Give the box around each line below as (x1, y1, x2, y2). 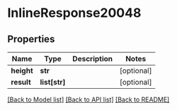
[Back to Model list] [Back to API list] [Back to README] (7, 95, 170, 104)
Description (72, 54, 113, 63)
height (11, 66, 33, 75)
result (11, 78, 32, 87)
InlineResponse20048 (7, 5, 142, 21)
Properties (7, 33, 55, 45)
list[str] (40, 78, 66, 87)
